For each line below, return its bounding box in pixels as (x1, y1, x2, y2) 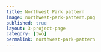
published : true (6, 20, 47, 26)
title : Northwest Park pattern (6, 8, 85, 15)
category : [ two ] (6, 31, 47, 37)
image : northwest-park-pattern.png (6, 14, 96, 20)
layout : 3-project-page (6, 25, 66, 32)
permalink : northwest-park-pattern (6, 36, 96, 42)
